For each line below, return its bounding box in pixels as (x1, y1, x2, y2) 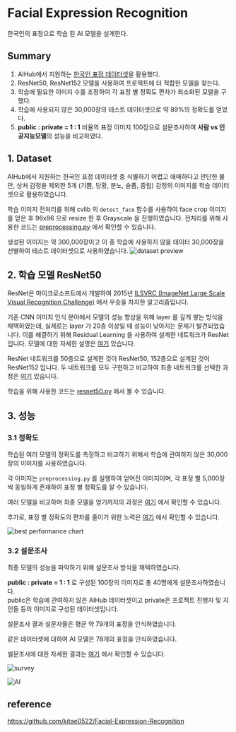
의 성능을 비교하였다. (46, 131, 104, 140)
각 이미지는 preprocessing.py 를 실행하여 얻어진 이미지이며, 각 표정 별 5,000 (7, 474, 220, 483)
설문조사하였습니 (179, 578, 226, 587)
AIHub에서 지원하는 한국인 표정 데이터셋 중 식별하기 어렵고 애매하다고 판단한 (7, 172, 218, 181)
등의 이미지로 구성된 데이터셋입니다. (20, 605, 119, 613)
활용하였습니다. (25, 189, 69, 199)
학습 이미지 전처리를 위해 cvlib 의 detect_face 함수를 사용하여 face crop (7, 205, 208, 213)
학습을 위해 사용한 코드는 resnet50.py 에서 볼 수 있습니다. (7, 387, 166, 396)
